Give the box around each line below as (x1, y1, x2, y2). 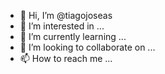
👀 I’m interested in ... (19, 20, 105, 32)
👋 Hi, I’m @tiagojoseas (19, 10, 113, 21)
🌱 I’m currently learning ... (19, 31, 127, 42)
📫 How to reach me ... (19, 53, 113, 64)
